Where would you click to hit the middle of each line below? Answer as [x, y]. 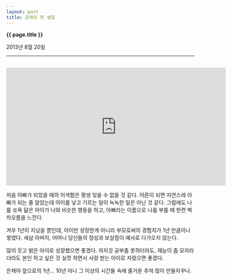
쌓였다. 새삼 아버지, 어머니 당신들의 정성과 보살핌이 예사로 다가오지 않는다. [92, 237]
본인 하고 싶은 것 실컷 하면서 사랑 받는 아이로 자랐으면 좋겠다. [93, 258]
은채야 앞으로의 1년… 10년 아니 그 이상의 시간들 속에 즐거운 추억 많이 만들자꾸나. [99, 270]
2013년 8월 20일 [26, 47]
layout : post [22, 12]
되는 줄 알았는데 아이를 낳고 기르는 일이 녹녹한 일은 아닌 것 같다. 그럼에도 [102, 202]
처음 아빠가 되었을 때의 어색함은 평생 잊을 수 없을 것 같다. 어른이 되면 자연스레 [96, 195]
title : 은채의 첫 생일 [31, 17]
